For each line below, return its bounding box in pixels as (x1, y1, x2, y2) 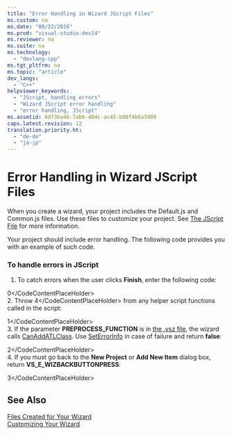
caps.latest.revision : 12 (7, 120, 82, 127)
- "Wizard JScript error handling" (13, 101, 117, 108)
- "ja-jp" (13, 140, 42, 147)
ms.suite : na (7, 42, 45, 49)
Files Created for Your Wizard (7, 413, 92, 421)
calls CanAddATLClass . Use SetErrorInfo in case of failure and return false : (7, 332, 222, 340)
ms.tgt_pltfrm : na (7, 62, 60, 69)
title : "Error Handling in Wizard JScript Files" (7, 10, 154, 17)
